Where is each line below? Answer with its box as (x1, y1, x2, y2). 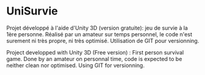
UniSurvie (6, 4, 58, 18)
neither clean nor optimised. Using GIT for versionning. (6, 62, 145, 69)
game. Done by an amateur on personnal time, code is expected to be (6, 55, 182, 62)
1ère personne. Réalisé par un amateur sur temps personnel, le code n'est (6, 30, 193, 37)
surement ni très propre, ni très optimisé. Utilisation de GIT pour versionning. (6, 37, 199, 44)
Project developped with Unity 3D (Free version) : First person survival (6, 48, 184, 56)
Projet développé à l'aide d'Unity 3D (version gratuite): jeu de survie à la (6, 24, 188, 31)
